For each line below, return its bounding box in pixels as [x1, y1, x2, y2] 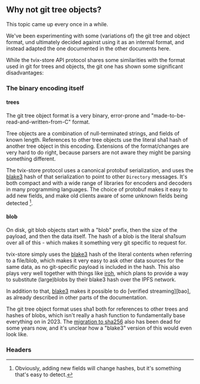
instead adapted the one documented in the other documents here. [6, 45, 171, 52]
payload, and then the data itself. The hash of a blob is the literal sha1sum [6, 233, 186, 240]
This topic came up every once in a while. [6, 20, 108, 27]
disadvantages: [6, 69, 44, 76]
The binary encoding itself [6, 83, 85, 92]
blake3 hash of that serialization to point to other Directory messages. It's [6, 173, 187, 180]
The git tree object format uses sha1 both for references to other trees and [6, 305, 189, 312]
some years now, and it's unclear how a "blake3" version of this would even [6, 324, 192, 332]
